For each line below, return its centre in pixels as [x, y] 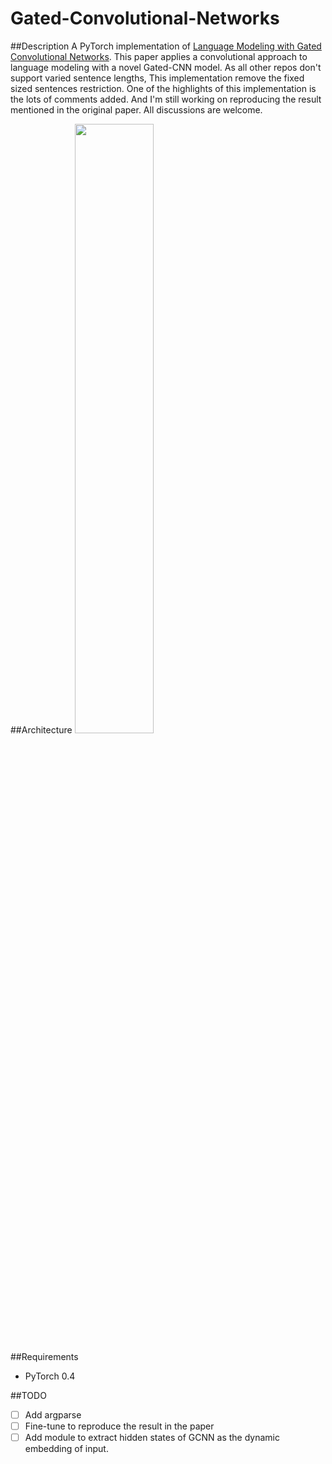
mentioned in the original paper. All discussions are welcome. [136, 109]
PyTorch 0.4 [50, 1376]
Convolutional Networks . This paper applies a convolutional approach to [159, 56]
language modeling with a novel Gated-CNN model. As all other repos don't [166, 67]
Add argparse [53, 1414]
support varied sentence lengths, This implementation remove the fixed [157, 78]
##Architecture [41, 729]
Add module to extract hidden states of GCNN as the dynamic [152, 1438]
